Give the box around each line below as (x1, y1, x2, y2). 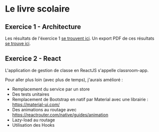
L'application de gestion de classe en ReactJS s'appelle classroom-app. (5, 67, 149, 73)
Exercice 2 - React (5, 55, 62, 63)
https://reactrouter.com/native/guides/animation (12, 112, 109, 117)
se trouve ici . (5, 41, 31, 46)
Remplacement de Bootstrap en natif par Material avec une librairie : (12, 96, 149, 102)
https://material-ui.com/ (12, 102, 60, 107)
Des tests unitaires (12, 91, 49, 97)
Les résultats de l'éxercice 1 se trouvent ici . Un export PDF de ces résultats (5, 35, 155, 41)
